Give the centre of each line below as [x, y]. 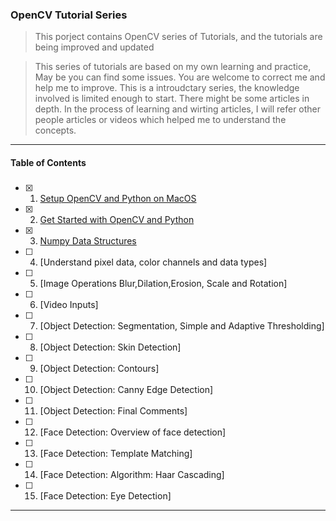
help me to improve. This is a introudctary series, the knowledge [167, 88]
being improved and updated [94, 47]
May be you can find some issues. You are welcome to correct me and [180, 77]
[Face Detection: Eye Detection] [105, 496]
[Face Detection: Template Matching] [116, 454]
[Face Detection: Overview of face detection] [133, 432]
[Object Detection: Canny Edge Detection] [126, 390]
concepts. [55, 130]
